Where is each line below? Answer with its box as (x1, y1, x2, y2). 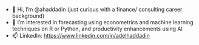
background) (12, 12, 44, 19)
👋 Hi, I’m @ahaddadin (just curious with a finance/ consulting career (12, 6, 183, 13)
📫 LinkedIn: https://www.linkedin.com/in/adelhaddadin (12, 32, 150, 39)
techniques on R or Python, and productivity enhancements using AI (12, 25, 183, 32)
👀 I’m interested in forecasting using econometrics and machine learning (12, 19, 194, 26)
